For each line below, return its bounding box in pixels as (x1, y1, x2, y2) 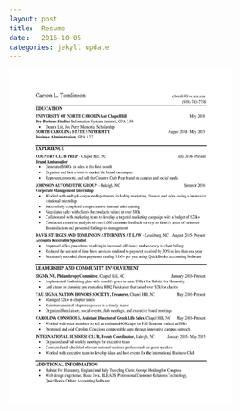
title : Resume (9, 23, 66, 33)
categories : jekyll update (9, 43, 110, 52)
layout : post (9, 14, 58, 23)
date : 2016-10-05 (9, 33, 82, 42)
